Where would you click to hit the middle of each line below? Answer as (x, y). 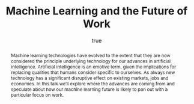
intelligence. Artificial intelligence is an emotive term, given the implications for (93, 66)
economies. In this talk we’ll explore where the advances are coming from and (92, 83)
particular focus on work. (37, 95)
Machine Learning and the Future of (97, 11)
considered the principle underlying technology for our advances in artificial (91, 61)
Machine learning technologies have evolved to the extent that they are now (91, 55)
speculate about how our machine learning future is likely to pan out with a (89, 89)
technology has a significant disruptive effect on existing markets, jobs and (89, 78)
